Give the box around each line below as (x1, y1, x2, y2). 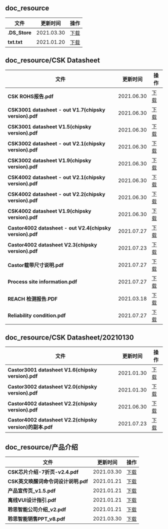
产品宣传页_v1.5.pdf (7, 487, 56, 494)
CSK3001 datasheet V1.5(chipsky (7, 123, 91, 130)
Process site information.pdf (7, 278, 77, 285)
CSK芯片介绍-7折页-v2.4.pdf (7, 468, 79, 475)
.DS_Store (7, 29, 31, 36)
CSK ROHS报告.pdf (7, 92, 54, 99)
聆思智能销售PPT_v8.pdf (7, 515, 65, 522)
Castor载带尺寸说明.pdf (7, 261, 64, 268)
